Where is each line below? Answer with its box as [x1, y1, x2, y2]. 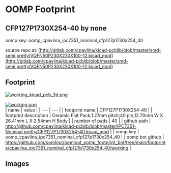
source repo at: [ [5, 47, 40, 53]
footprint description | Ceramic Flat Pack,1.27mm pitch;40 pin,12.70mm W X [5, 112, 163, 118]
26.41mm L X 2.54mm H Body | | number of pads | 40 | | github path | [5, 118, 151, 124]
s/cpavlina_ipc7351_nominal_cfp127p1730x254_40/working [5, 145, 129, 151]
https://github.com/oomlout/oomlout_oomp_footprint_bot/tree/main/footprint [5, 139, 166, 146]
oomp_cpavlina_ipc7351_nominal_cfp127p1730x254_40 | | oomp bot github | [5, 134, 164, 140]
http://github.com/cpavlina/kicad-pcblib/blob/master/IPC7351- [5, 123, 136, 129]
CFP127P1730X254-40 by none [5, 24, 107, 33]
